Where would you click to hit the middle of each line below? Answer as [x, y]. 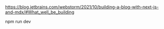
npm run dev [18, 22]
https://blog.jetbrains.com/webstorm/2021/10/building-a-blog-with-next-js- [82, 7]
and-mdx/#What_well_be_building [40, 12]
